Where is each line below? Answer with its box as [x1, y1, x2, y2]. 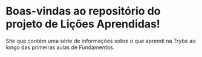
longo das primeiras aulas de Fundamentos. [5, 44, 115, 51]
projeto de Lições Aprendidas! [5, 17, 161, 31]
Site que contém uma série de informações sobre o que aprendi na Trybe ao [5, 37, 196, 44]
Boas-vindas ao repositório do [5, 4, 161, 18]
